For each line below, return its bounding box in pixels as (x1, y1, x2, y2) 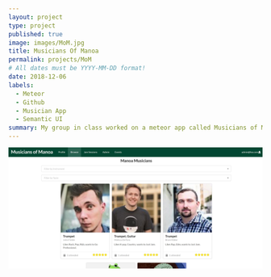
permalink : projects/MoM (8, 56, 92, 64)
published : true (8, 30, 63, 38)
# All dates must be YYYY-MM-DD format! (8, 65, 147, 73)
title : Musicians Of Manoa (8, 47, 99, 56)
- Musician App (15, 107, 67, 115)
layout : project (8, 13, 63, 21)
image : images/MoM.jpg (8, 39, 85, 47)
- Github (15, 98, 45, 107)
